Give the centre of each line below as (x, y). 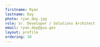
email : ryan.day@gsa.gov (30, 28)
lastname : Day (20, 14)
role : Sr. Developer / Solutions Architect (50, 23)
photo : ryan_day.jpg (26, 19)
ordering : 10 (18, 37)
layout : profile (22, 32)
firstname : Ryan (22, 10)
